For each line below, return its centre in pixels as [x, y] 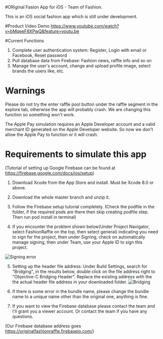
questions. [23, 316]
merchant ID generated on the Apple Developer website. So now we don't [79, 129]
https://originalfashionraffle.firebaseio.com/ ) [50, 331]
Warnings [25, 91]
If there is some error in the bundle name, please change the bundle [81, 291]
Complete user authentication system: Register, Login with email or [79, 50]
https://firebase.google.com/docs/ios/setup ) [50, 173]
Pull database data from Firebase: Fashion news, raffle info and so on [82, 60]
